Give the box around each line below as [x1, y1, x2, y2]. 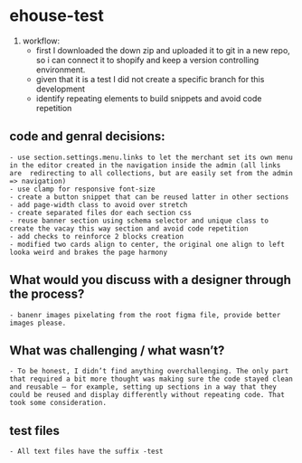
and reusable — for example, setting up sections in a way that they [9, 383, 278, 392]
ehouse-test [9, 5, 104, 26]
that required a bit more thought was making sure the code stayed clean [9, 374, 294, 384]
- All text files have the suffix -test [9, 447, 165, 457]
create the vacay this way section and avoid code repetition [9, 223, 249, 233]
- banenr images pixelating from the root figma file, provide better [9, 310, 281, 319]
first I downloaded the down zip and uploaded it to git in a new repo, [35, 44, 291, 55]
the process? [9, 287, 85, 302]
